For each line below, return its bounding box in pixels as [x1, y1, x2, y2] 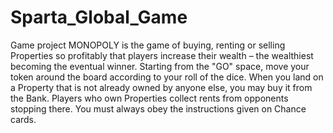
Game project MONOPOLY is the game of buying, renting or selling [10, 39, 286, 51]
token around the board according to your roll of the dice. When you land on [10, 71, 324, 83]
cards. [10, 113, 37, 125]
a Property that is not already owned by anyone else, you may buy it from [10, 81, 313, 93]
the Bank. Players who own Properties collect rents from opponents [10, 92, 289, 104]
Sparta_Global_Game [10, 6, 188, 29]
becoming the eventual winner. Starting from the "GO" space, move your [10, 60, 310, 72]
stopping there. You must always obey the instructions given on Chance [10, 102, 307, 115]
